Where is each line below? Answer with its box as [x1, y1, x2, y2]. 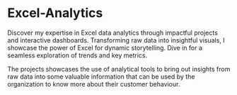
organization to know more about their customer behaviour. [7, 79, 180, 88]
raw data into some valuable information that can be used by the [7, 72, 195, 81]
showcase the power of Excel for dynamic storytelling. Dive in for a [7, 43, 203, 52]
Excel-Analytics [7, 5, 103, 21]
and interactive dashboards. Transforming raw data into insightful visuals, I [7, 35, 225, 44]
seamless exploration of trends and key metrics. [7, 51, 148, 60]
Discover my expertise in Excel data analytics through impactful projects [7, 28, 218, 37]
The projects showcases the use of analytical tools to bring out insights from [7, 65, 231, 73]
